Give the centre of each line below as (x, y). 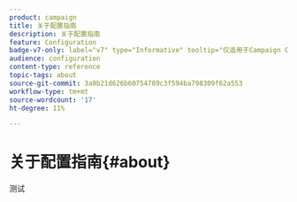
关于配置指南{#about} (90, 163)
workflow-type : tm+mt (49, 91)
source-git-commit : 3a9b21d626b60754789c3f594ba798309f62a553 (126, 83)
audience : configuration (55, 58)
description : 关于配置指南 (55, 34)
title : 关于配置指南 (43, 26)
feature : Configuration (53, 42)
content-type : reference (55, 67)
